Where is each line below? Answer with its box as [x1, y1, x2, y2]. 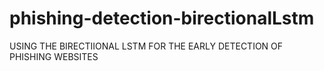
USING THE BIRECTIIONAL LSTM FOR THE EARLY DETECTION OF [9, 40, 284, 52]
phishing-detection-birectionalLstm [9, 7, 315, 30]
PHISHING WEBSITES [9, 50, 99, 62]
